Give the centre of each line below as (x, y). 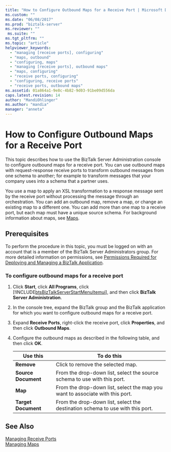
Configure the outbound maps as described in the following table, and (86, 338)
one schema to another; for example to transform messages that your (78, 176)
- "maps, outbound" (31, 57)
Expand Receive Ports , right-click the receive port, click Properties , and (89, 323)
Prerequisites (27, 234)
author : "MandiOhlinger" (32, 100)
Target (23, 402)
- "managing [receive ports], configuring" (56, 52)
